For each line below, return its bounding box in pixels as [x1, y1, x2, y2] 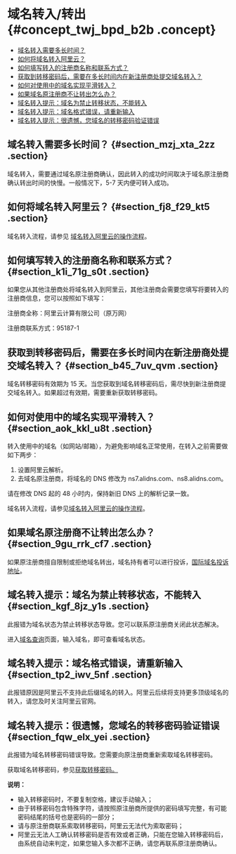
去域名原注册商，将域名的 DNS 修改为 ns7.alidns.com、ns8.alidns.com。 [17, 475, 228, 482]
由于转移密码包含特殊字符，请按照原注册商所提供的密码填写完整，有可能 [17, 804, 227, 813]
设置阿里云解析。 [17, 466, 67, 474]
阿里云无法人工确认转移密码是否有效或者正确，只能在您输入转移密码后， [17, 830, 227, 839]
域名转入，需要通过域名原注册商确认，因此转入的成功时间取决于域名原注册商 [7, 169, 229, 178]
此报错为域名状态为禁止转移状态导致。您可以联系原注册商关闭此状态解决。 [7, 619, 223, 629]
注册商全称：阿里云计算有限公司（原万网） [7, 309, 131, 317]
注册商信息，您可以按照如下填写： [7, 294, 106, 303]
